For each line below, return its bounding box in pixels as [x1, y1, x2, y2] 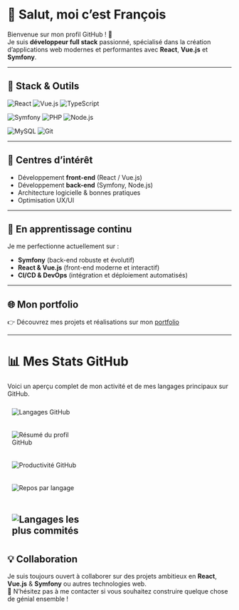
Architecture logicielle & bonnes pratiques [17, 188, 141, 197]
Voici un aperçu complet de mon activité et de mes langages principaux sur [7, 382, 229, 391]
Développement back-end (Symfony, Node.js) [17, 181, 154, 189]
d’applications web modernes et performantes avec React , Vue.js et [7, 45, 208, 54]
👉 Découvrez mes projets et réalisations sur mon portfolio [7, 317, 180, 327]
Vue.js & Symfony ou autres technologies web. [7, 579, 147, 588]
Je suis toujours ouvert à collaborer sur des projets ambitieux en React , [7, 572, 217, 581]
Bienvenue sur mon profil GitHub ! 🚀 [7, 30, 112, 39]
